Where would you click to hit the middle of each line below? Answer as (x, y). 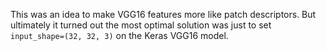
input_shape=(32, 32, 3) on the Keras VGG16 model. (119, 35)
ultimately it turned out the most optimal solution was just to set (141, 25)
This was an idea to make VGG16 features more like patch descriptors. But (163, 14)
